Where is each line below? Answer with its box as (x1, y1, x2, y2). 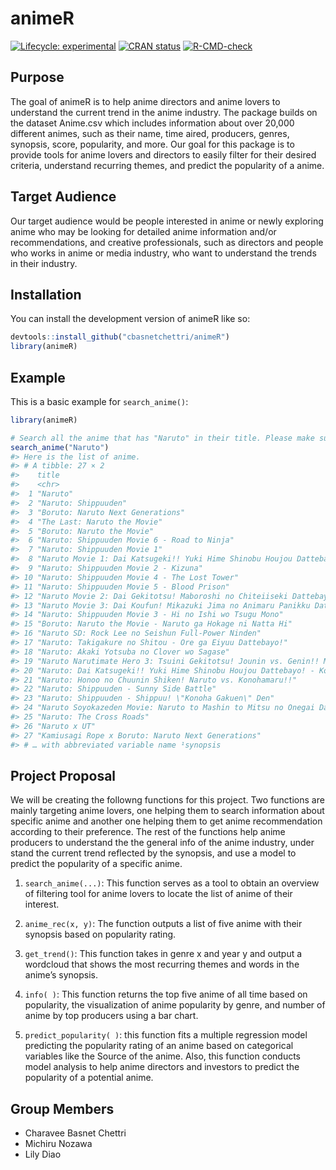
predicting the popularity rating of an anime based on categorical (24, 1040, 294, 1052)
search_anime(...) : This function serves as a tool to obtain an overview (24, 877, 320, 889)
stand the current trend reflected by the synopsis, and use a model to (10, 847, 297, 859)
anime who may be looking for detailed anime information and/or (10, 225, 277, 237)
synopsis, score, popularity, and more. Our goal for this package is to (10, 138, 295, 150)
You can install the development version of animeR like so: (10, 313, 251, 325)
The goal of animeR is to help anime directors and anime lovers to (10, 95, 281, 107)
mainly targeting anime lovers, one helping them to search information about (10, 805, 325, 817)
